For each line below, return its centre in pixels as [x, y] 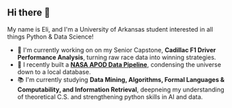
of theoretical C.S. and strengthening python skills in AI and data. [110, 96]
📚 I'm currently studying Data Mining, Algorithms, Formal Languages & [121, 79]
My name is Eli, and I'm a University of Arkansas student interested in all [110, 29]
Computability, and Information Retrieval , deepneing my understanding [121, 89]
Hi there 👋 [29, 13]
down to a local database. [54, 72]
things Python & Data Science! [51, 36]
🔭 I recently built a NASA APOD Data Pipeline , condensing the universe [119, 64]
